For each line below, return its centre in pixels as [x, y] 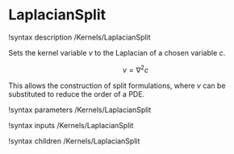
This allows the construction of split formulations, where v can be [117, 85]
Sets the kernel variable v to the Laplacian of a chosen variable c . [117, 52]
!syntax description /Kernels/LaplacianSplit [79, 37]
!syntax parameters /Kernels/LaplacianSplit [80, 110]
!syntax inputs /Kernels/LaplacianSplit [71, 125]
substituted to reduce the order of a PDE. [77, 94]
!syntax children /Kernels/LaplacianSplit [74, 141]
